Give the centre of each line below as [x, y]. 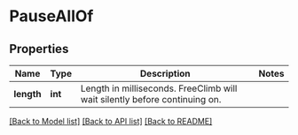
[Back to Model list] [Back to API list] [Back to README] [111, 121]
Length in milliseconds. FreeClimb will [159, 88]
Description [165, 74]
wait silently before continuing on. [151, 99]
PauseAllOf [51, 16]
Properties [39, 49]
